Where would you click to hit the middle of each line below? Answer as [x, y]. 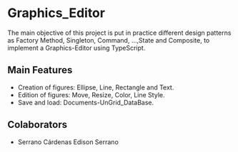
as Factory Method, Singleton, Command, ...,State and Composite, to [109, 40]
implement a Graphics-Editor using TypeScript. [76, 48]
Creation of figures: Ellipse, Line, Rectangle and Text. [96, 87]
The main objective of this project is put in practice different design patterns [119, 33]
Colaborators [38, 125]
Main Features [40, 70]
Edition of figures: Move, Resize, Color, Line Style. [91, 94]
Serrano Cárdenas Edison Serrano [68, 142]
